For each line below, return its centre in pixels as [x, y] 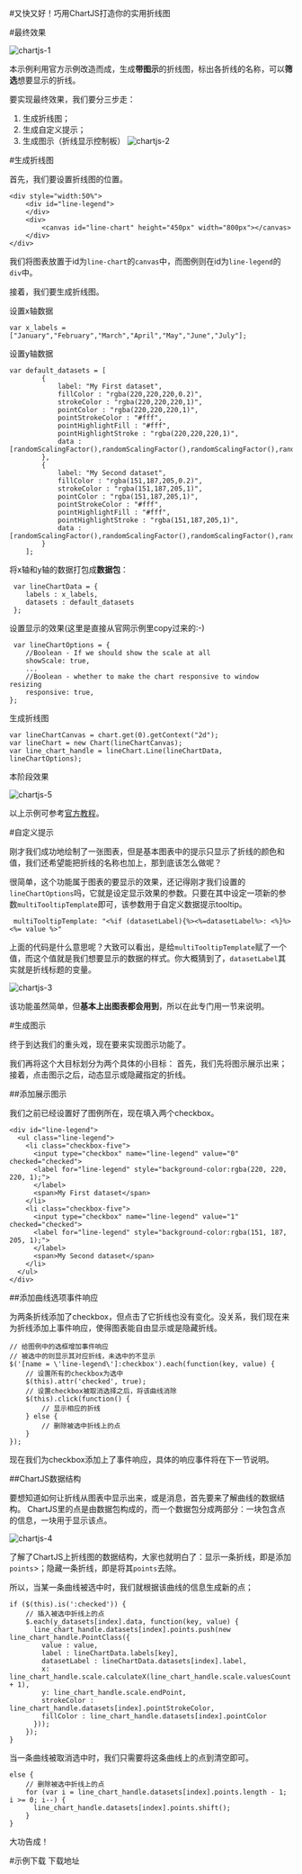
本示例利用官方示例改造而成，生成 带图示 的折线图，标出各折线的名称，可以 [147, 69]
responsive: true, [60, 692]
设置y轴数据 [31, 353]
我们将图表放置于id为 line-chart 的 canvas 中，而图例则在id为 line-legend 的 [145, 261]
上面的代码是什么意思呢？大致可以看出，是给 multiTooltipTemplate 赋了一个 [148, 947]
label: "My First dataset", [110, 386]
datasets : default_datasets [80, 602]
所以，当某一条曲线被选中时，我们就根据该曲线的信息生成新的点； [131, 1587]
